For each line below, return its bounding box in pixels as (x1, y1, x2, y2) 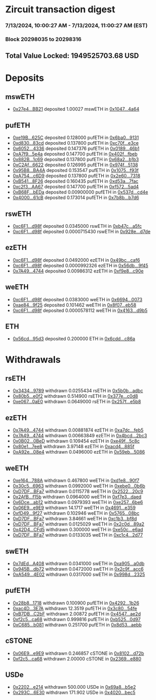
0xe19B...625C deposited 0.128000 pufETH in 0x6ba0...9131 (12, 134, 139, 141)
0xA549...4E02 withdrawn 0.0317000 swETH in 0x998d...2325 (12, 571, 145, 577)
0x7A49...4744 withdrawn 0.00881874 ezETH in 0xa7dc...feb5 (12, 427, 144, 433)
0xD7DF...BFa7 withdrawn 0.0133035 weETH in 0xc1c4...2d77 (12, 532, 143, 538)
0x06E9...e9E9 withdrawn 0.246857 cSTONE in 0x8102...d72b (12, 650, 144, 656)
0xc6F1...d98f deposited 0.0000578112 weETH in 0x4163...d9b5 (12, 307, 148, 314)
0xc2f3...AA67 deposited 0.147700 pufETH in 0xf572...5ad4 (12, 184, 139, 190)
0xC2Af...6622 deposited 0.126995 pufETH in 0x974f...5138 (12, 162, 138, 168)
